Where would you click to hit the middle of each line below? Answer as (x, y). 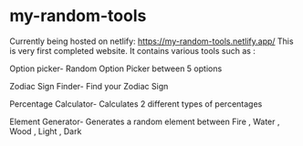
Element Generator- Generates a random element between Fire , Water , (145, 121)
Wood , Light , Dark (46, 131)
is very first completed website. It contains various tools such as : (132, 50)
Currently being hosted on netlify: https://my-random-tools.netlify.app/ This (151, 41)
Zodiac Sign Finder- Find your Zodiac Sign (89, 86)
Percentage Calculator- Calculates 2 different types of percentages (136, 104)
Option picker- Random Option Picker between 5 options (116, 68)
